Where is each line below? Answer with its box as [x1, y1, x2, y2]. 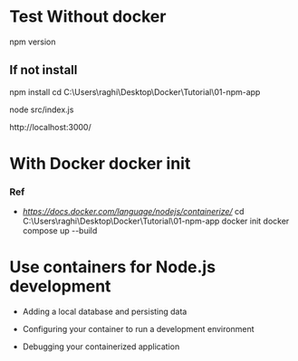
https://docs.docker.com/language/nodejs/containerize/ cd [22, 206, 245, 217]
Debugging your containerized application [22, 341, 180, 352]
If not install [9, 62, 78, 78]
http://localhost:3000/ [9, 121, 92, 132]
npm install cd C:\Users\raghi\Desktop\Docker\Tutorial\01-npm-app [9, 86, 261, 97]
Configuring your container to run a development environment [22, 324, 255, 335]
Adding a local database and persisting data [22, 306, 187, 318]
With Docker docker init [9, 153, 191, 174]
